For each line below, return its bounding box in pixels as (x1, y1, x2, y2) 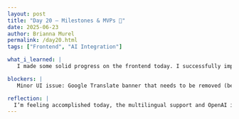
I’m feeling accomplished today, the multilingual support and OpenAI (14, 101, 228, 108)
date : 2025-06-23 (7, 23, 59, 30)
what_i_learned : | (7, 56, 62, 64)
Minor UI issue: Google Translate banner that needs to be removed (16, 82, 221, 89)
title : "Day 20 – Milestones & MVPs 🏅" (7, 17, 126, 24)
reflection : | (7, 95, 50, 102)
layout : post (7, 10, 46, 18)
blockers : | (7, 75, 43, 82)
